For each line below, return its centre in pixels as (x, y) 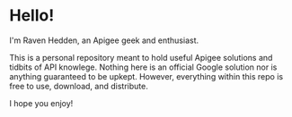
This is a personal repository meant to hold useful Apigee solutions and (141, 57)
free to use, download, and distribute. (79, 86)
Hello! (32, 16)
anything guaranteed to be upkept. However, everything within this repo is (146, 76)
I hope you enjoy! (41, 103)
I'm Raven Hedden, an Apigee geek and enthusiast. (104, 40)
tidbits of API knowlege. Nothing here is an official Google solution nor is (143, 67)
